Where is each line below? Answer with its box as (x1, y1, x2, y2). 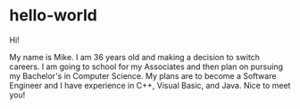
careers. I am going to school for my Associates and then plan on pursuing (9, 61, 284, 72)
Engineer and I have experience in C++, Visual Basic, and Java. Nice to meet (9, 80, 291, 90)
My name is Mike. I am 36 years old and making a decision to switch (9, 51, 261, 62)
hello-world (9, 5, 98, 26)
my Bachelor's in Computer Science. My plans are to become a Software (9, 70, 277, 81)
